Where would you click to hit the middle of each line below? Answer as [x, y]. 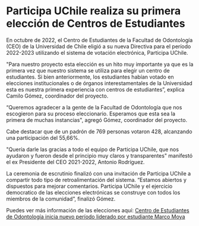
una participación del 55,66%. [43, 137]
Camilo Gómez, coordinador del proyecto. [57, 96]
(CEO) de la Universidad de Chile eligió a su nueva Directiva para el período [99, 46]
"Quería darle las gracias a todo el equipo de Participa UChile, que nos [93, 149]
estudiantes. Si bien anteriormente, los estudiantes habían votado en [90, 77]
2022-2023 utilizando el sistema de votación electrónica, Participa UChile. [97, 52]
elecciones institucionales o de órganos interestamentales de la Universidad [99, 83]
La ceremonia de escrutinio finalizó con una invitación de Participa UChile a [99, 173]
